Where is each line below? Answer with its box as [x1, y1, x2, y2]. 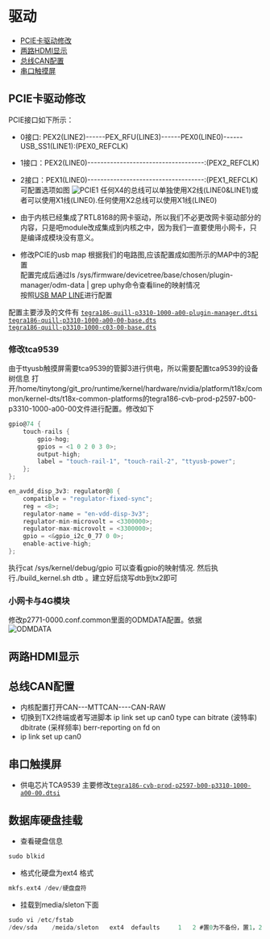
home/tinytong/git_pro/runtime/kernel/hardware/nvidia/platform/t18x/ [18, 384, 248, 394]
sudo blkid [8, 853, 45, 861]
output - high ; [37, 450, 81, 458]
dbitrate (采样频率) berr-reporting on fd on [19, 722, 161, 732]
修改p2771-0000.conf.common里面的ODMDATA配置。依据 [8, 615, 203, 625]
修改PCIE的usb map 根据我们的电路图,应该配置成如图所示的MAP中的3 [19, 250, 251, 259]
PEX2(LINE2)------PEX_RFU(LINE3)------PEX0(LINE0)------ [43, 132, 243, 141]
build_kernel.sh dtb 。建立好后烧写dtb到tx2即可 [19, 573, 178, 583]
